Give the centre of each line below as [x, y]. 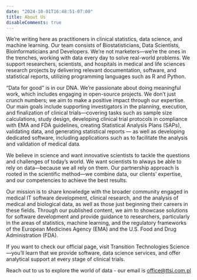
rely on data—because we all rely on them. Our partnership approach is [93, 168]
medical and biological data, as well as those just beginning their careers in [97, 204]
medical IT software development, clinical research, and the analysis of [92, 198]
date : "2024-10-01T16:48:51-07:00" [50, 11]
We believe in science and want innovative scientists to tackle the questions [98, 156]
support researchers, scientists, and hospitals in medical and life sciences [96, 64]
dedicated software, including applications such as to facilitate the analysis [97, 138]
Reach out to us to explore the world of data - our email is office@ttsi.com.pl [98, 271]
